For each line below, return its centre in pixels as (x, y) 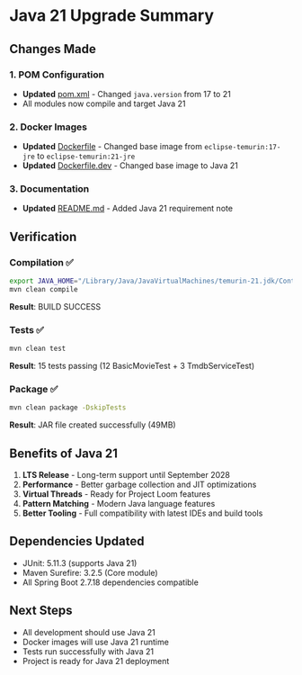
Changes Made (53, 49)
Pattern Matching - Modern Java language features (119, 504)
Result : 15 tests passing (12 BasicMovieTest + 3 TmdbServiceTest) (132, 366)
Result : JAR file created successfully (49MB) (93, 425)
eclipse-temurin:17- (242, 148)
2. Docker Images (49, 127)
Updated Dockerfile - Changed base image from (112, 147)
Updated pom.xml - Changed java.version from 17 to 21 (126, 94)
